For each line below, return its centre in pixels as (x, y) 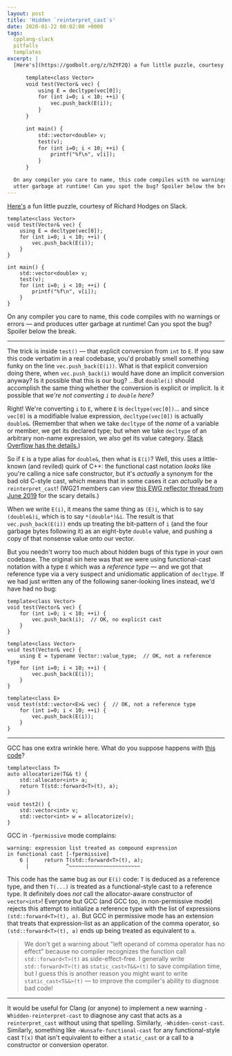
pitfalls (26, 46)
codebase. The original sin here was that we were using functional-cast (109, 559)
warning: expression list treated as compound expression (92, 848)
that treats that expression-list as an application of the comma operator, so (113, 923)
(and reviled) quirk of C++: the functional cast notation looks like (119, 466)
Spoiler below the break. (42, 331)
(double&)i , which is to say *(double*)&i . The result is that (90, 516)
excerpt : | (23, 59)
